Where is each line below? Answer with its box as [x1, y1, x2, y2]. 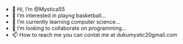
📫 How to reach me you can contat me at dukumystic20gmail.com [11, 32, 178, 38]
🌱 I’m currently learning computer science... [11, 18, 121, 25]
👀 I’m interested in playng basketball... [11, 12, 106, 19]
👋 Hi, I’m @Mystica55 [11, 6, 65, 12]
